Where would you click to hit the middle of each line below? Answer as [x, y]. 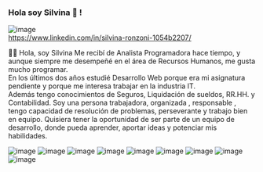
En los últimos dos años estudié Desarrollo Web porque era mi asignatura [127, 78]
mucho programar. [38, 70]
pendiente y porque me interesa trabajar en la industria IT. [102, 86]
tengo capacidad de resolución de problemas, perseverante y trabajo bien [128, 111]
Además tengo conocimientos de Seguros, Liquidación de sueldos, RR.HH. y [131, 95]
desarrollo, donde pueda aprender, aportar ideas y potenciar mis [113, 127]
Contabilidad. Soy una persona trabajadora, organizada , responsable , [122, 103]
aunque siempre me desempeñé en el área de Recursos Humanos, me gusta [132, 61]
